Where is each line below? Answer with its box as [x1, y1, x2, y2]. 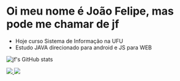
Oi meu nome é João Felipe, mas [6, 4, 174, 18]
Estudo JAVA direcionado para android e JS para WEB [15, 44, 152, 51]
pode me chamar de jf [6, 17, 119, 31]
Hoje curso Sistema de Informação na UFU [15, 37, 124, 44]
